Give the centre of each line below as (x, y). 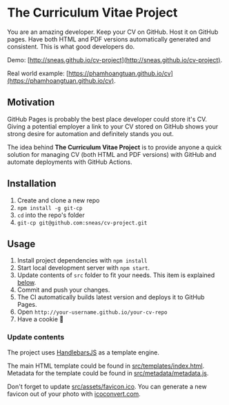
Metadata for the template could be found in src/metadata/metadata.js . (108, 373)
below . (27, 283)
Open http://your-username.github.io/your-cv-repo (92, 312)
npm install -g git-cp (50, 208)
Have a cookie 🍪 (40, 319)
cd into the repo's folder (51, 215)
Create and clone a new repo (58, 200)
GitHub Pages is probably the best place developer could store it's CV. (107, 119)
